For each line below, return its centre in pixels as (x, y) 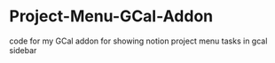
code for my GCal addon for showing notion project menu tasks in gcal (138, 41)
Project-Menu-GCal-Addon (111, 16)
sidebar (23, 50)
